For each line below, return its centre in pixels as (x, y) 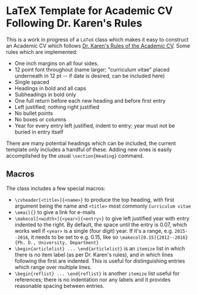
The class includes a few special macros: (56, 188)
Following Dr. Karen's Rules (74, 23)
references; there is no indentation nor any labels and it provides (93, 279)
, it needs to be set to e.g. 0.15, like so (73, 237)
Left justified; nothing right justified (57, 107)
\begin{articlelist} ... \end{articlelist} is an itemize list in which (100, 248)
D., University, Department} (63, 243)
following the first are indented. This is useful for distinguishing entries (100, 261)
